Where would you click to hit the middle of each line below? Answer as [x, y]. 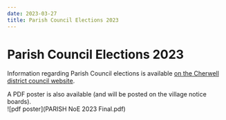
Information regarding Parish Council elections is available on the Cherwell [113, 74]
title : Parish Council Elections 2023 [63, 20]
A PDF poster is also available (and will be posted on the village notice [107, 94]
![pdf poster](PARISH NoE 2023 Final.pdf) [66, 109]
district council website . [41, 81]
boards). [19, 102]
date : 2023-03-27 [32, 14]
